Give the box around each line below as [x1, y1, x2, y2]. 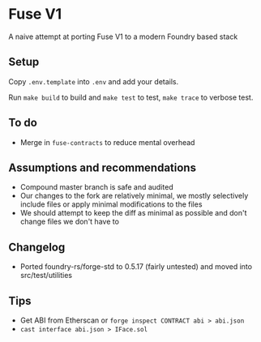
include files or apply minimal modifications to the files [19, 199, 203, 209]
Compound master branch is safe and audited [19, 182, 173, 192]
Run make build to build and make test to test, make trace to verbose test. [8, 92, 254, 102]
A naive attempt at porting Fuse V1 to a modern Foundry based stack [8, 32, 238, 41]
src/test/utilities [19, 271, 73, 280]
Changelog [8, 240, 66, 254]
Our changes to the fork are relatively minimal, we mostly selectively [19, 191, 249, 201]
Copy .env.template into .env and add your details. [8, 76, 179, 86]
